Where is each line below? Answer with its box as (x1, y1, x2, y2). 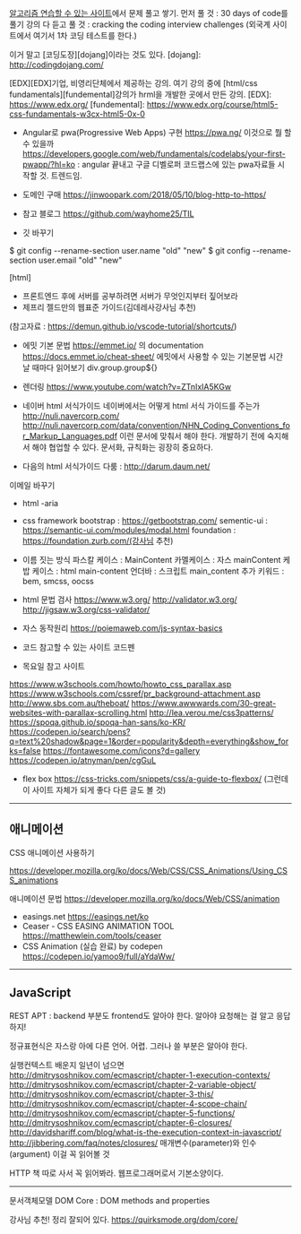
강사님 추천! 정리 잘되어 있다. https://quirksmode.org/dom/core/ (9, 1213, 239, 1225)
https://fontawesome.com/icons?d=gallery (43, 746, 201, 755)
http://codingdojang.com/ (9, 59, 105, 70)
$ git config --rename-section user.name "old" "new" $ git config (9, 246, 251, 255)
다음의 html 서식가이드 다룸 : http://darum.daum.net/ (21, 461, 211, 471)
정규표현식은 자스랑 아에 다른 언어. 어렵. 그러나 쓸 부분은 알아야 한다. (9, 1040, 248, 1051)
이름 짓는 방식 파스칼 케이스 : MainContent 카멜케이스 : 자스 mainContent (21, 555, 281, 565)
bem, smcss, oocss (21, 576, 94, 586)
